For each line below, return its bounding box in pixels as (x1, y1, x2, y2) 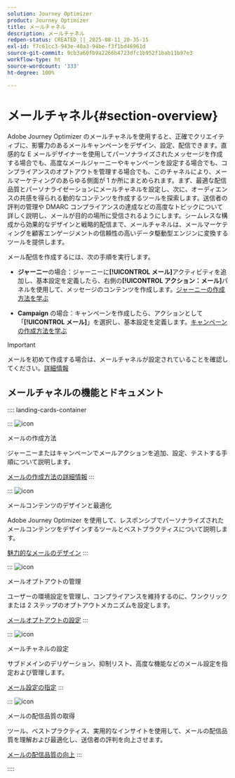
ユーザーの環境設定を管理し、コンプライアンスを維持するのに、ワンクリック (7, 592, 228, 601)
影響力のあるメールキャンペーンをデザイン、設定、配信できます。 (31, 141, 221, 150)
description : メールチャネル (7, 30, 86, 37)
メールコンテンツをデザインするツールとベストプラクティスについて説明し (7, 525, 222, 533)
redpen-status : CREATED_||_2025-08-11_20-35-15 (7, 37, 149, 44)
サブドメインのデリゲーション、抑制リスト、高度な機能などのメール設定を (7, 659, 222, 668)
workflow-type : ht (7, 56, 61, 63)
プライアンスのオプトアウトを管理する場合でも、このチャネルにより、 (13, 167, 215, 176)
